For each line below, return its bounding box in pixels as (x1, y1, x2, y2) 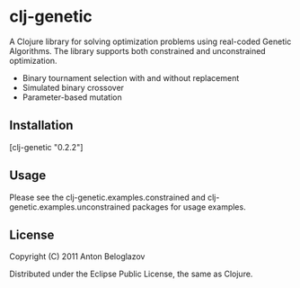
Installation (9, 118, 74, 133)
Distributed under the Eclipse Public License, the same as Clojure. (9, 268, 253, 280)
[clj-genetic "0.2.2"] (9, 141, 84, 152)
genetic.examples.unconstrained (9, 201, 131, 212)
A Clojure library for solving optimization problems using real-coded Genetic (9, 36, 292, 47)
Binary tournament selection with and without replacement (22, 72, 240, 83)
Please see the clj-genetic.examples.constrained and (9, 192, 206, 202)
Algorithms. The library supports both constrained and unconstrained (9, 45, 267, 56)
